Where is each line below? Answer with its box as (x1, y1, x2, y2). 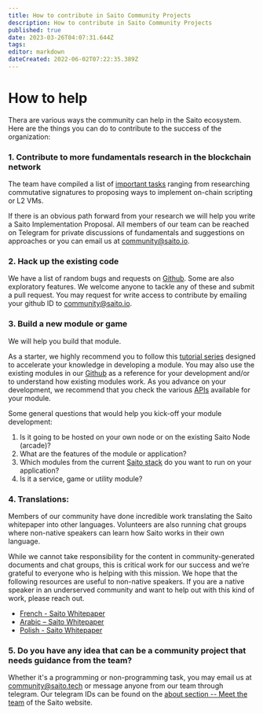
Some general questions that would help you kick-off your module (8, 408, 222, 418)
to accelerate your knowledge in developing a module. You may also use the (8, 359, 255, 370)
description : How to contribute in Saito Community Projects (8, 19, 213, 27)
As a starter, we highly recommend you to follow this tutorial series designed (8, 351, 256, 361)
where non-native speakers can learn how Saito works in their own (8, 528, 225, 537)
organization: (8, 131, 51, 142)
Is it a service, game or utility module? (19, 473, 143, 484)
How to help (8, 90, 88, 107)
